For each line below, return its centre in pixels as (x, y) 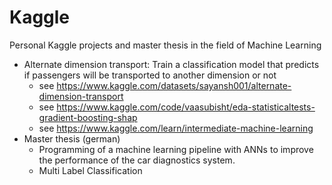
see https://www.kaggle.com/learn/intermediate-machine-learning (176, 128)
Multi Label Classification (90, 170)
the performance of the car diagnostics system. (137, 160)
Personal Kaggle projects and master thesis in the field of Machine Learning (165, 45)
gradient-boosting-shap (88, 117)
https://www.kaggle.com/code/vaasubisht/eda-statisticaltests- (186, 107)
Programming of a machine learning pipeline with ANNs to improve (176, 149)
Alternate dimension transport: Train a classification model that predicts (171, 64)
